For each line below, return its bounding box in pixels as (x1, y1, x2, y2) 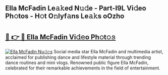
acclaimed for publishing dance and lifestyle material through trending (5, 54, 151, 60)
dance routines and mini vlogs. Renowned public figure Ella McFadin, (5, 60, 149, 65)
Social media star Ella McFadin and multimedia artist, (53, 49, 163, 54)
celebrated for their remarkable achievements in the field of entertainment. (5, 65, 160, 71)
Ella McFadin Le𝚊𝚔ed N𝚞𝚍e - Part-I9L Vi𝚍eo (5, 4, 146, 13)
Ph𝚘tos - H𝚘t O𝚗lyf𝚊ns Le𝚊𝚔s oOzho (5, 12, 125, 21)
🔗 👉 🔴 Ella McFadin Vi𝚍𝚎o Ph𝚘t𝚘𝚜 (5, 33, 116, 41)
